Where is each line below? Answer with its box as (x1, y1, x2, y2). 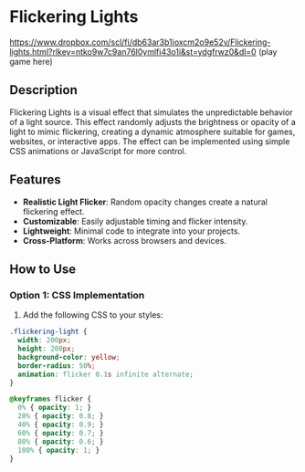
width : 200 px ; (17, 336, 71, 345)
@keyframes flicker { (9, 394, 92, 404)
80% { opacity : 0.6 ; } (17, 436, 104, 446)
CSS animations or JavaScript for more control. (9, 145, 187, 156)
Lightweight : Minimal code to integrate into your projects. (22, 226, 240, 236)
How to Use (9, 261, 77, 277)
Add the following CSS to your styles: (22, 309, 163, 320)
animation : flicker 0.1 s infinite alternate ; (17, 370, 195, 379)
